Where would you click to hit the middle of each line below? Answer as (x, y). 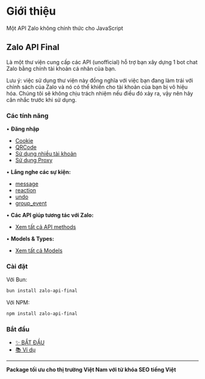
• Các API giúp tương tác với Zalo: (50, 215)
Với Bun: (17, 280)
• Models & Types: (30, 239)
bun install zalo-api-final (42, 291)
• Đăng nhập (23, 129)
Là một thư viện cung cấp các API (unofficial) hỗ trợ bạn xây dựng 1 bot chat (102, 62)
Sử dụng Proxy (34, 161)
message (27, 184)
